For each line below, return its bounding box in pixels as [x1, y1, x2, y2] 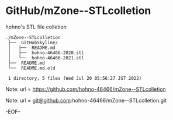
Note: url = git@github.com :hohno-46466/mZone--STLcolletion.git [5, 97, 167, 104]
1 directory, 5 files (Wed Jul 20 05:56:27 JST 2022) [8, 75, 142, 81]
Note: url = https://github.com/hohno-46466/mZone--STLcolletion [5, 86, 166, 93]
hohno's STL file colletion [5, 23, 67, 30]
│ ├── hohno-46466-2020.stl [8, 50, 84, 56]
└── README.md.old [8, 65, 56, 71]
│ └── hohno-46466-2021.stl [8, 55, 84, 61]
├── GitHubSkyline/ [8, 40, 58, 45]
